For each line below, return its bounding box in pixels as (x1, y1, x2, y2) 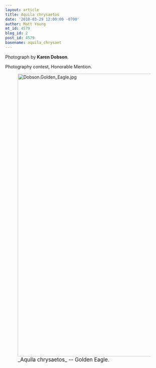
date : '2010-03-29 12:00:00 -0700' (5, 17, 80, 22)
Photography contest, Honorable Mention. (5, 63, 92, 69)
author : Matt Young (5, 21, 46, 27)
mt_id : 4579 (5, 26, 30, 31)
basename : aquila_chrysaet (5, 40, 62, 45)
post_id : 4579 (5, 36, 35, 41)
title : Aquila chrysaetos (5, 12, 59, 17)
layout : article (5, 7, 39, 13)
